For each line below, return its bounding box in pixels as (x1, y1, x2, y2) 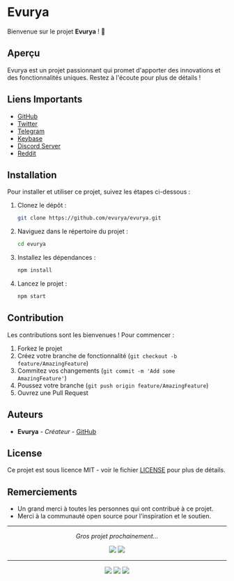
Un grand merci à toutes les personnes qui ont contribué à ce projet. (17, 504, 214, 513)
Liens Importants (7, 93, 83, 105)
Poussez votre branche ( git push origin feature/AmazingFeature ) (17, 381, 209, 389)
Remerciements (7, 486, 78, 498)
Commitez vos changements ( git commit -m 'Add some (17, 366, 175, 375)
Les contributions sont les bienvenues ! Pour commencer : (7, 330, 175, 339)
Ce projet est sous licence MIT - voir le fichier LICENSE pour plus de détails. (7, 466, 226, 474)
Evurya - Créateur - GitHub (17, 427, 97, 435)
